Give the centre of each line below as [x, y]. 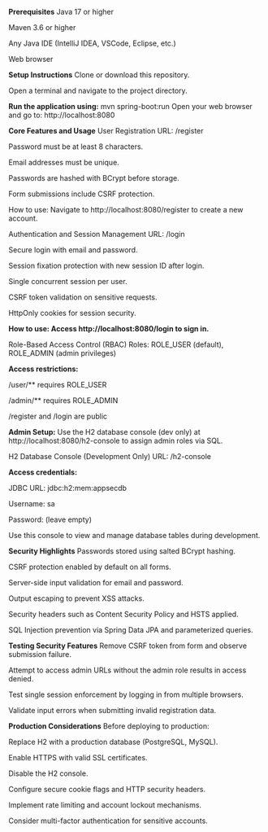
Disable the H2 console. [48, 773]
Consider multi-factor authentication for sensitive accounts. [108, 821]
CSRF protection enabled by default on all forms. [90, 567]
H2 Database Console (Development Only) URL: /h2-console [110, 456]
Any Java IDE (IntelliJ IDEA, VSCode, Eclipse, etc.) [92, 43]
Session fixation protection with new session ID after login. [106, 265]
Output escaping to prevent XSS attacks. [76, 598]
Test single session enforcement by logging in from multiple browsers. [126, 694]
